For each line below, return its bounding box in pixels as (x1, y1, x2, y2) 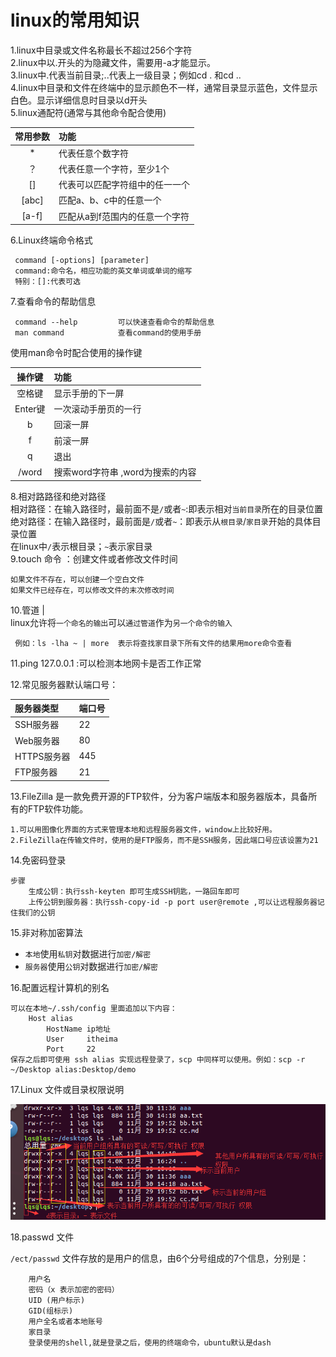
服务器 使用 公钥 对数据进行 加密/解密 (24, 960, 159, 972)
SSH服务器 (14, 719, 60, 731)
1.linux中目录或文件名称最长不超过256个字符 (10, 44, 193, 56)
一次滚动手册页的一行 (53, 403, 142, 415)
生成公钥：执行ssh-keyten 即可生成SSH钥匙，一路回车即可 (28, 886, 240, 896)
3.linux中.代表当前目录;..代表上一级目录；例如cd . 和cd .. (10, 69, 242, 81)
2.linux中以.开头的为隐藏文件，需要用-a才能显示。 (10, 56, 216, 68)
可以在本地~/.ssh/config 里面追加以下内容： (10, 1003, 178, 1013)
